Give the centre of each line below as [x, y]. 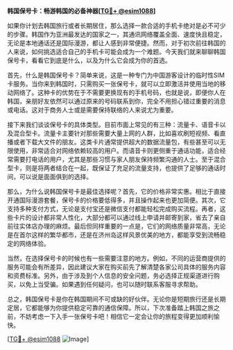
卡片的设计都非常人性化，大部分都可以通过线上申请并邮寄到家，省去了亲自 [119, 217]
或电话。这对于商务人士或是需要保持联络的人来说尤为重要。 [92, 110]
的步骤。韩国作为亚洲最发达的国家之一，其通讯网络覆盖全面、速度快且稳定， [116, 34]
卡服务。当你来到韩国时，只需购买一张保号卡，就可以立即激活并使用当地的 [113, 84]
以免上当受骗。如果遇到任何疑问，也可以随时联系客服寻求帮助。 [110, 284]
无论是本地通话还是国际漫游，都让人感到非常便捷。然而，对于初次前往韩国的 [116, 43]
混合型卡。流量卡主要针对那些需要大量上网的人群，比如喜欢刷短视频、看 [116, 133]
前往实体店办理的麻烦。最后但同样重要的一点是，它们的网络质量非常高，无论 [116, 226]
